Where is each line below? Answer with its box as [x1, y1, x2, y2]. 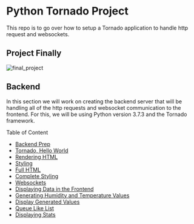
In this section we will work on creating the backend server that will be [6, 98, 182, 105]
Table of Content [6, 129, 48, 136]
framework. [6, 117, 35, 124]
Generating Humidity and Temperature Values [15, 191, 130, 199]
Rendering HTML [15, 153, 58, 161]
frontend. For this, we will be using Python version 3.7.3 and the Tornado [6, 110, 187, 118]
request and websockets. [6, 30, 70, 37]
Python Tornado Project [6, 4, 129, 18]
